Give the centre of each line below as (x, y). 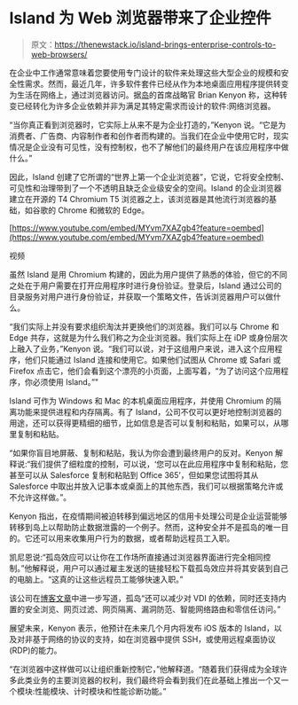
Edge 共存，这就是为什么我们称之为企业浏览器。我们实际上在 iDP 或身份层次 (149, 337)
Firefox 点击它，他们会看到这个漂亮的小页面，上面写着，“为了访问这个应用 (145, 371)
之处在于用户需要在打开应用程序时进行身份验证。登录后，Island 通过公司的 (145, 286)
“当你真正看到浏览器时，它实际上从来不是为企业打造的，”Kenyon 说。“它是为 (148, 124)
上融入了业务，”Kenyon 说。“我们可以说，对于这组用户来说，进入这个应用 (142, 349)
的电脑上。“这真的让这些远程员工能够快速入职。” (96, 579)
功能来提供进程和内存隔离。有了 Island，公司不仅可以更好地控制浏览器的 (149, 411)
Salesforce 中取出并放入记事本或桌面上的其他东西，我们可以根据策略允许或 (146, 486)
